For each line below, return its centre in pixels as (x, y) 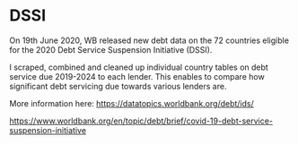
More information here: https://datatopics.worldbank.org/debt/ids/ (131, 103)
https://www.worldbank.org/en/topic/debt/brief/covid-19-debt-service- (141, 121)
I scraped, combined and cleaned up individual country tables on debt (139, 67)
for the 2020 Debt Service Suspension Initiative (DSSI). (111, 49)
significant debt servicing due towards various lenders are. (118, 86)
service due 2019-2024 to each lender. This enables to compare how (137, 76)
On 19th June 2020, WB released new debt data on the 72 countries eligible (149, 40)
